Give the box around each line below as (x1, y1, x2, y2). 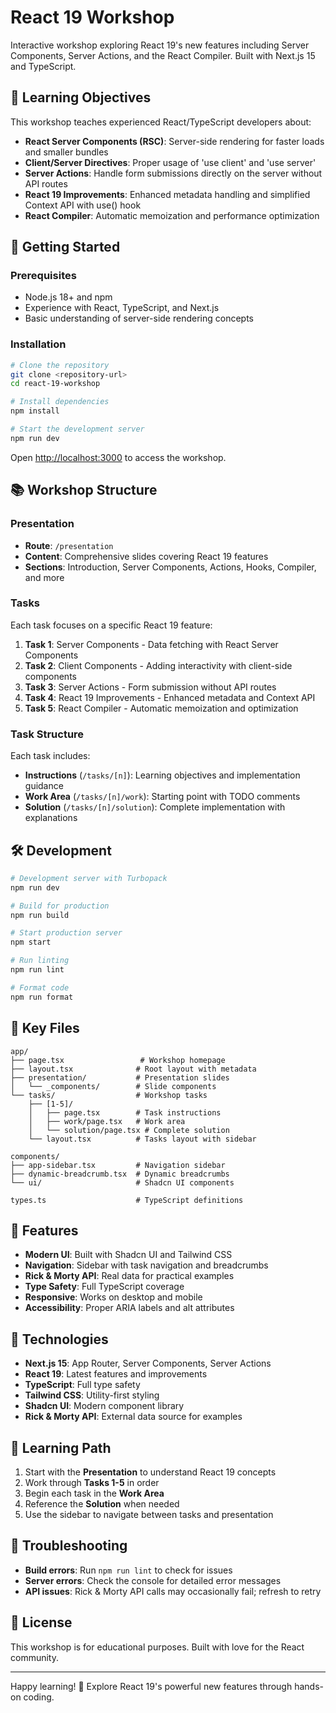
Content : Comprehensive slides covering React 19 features (24, 550, 269, 562)
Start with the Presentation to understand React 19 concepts (24, 1466, 277, 1478)
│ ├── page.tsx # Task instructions (28, 1107, 222, 1118)
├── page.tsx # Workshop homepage (10, 1055, 226, 1065)
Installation (10, 337, 67, 351)
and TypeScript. (10, 60, 77, 72)
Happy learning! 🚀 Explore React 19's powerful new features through (10, 1680, 293, 1692)
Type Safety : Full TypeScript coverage (24, 1281, 185, 1293)
